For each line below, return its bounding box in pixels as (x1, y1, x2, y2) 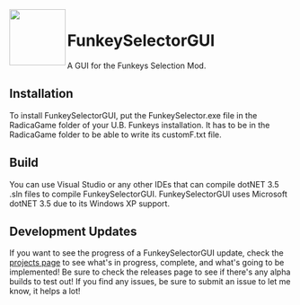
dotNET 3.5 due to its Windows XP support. (9, 197, 171, 209)
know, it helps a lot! (9, 286, 81, 297)
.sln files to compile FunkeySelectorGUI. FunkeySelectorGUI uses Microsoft (9, 188, 287, 199)
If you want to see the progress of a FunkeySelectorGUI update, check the (9, 248, 285, 258)
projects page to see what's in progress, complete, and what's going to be (9, 257, 285, 268)
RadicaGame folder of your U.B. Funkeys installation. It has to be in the (9, 119, 270, 130)
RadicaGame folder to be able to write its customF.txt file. (9, 129, 222, 140)
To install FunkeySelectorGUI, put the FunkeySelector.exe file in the (9, 109, 258, 120)
